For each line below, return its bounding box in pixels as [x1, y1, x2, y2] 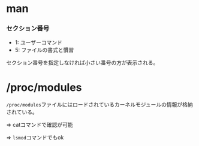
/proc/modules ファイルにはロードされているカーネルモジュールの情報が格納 [6, 101, 193, 108]
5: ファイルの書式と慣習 [14, 47, 74, 54]
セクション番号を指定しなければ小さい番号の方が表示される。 [6, 59, 159, 66]
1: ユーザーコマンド [14, 39, 63, 46]
